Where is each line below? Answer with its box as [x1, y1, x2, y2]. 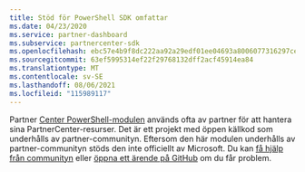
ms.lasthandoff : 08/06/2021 [9, 81, 116, 90]
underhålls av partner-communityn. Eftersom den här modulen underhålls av [9, 133, 296, 144]
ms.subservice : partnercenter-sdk [9, 38, 141, 48]
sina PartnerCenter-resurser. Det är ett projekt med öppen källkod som [9, 123, 274, 134]
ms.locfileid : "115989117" [9, 89, 112, 98]
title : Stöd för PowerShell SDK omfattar [9, 13, 169, 23]
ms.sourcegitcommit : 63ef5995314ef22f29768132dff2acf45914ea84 [9, 55, 254, 64]
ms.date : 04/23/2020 [9, 22, 88, 31]
